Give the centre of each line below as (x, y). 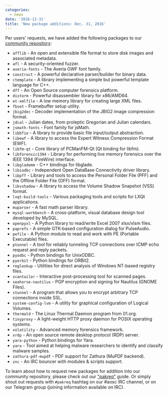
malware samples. (31, 351)
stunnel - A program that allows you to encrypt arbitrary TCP (75, 292)
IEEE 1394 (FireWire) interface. (44, 159)
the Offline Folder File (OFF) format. (49, 181)
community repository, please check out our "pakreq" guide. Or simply (78, 376)
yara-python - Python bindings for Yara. (53, 340)
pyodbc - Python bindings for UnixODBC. (54, 255)
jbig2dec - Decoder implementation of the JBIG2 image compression (83, 112)
